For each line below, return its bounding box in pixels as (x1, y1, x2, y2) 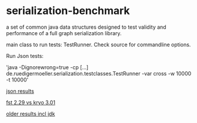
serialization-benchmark (6, 4, 131, 18)
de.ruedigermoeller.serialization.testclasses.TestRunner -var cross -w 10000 (6, 70, 192, 77)
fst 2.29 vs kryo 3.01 (6, 98, 56, 106)
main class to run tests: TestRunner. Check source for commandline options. (6, 41, 191, 48)
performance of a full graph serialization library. (6, 29, 122, 36)
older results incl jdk (6, 110, 55, 117)
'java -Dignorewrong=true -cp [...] (6, 63, 89, 71)
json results (6, 87, 34, 94)
